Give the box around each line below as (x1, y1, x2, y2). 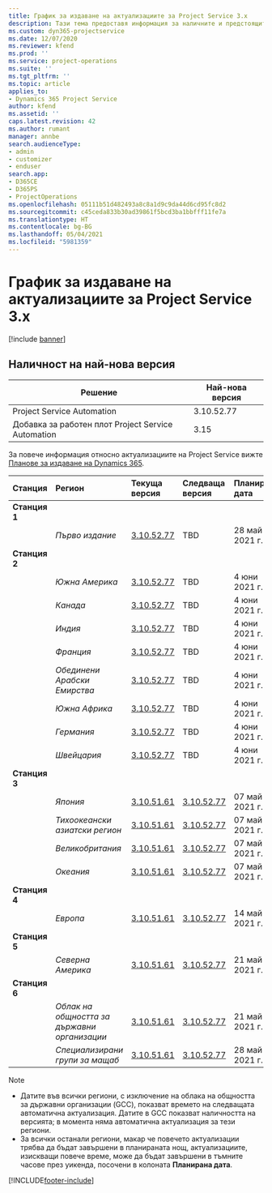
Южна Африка (55, 703, 113, 714)
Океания (55, 866, 91, 877)
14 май (233, 907, 263, 918)
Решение (80, 387, 118, 398)
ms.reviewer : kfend (8, 42, 74, 50)
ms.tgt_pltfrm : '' (8, 72, 70, 80)
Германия (55, 726, 95, 738)
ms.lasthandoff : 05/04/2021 (8, 230, 104, 239)
